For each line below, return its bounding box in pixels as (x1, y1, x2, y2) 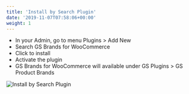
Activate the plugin (15, 56, 63, 64)
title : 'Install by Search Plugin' (6, 8, 97, 15)
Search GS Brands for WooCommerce (15, 43, 111, 50)
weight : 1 (6, 20, 32, 26)
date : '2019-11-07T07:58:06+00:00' (6, 15, 97, 21)
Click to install (15, 50, 50, 57)
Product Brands (15, 69, 55, 76)
